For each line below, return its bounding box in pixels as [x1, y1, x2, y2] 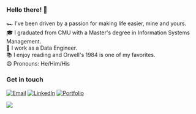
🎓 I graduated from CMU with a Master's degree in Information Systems [6, 29, 190, 36]
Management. [6, 38, 42, 45]
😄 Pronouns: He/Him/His [6, 60, 70, 67]
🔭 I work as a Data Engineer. [6, 44, 78, 51]
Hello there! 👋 [6, 6, 48, 14]
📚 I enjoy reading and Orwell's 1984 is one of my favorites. [6, 51, 156, 59]
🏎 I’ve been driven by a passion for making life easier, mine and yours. [6, 20, 187, 27]
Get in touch [6, 75, 44, 84]
